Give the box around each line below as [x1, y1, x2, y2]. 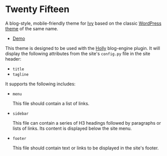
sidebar [12, 111, 29, 116]
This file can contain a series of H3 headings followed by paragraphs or [12, 120, 161, 126]
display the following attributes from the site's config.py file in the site [5, 50, 150, 57]
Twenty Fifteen [5, 4, 69, 15]
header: [5, 56, 22, 62]
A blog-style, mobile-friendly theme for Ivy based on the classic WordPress [5, 20, 162, 26]
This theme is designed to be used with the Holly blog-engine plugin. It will [5, 45, 160, 51]
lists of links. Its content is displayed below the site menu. [12, 125, 132, 131]
